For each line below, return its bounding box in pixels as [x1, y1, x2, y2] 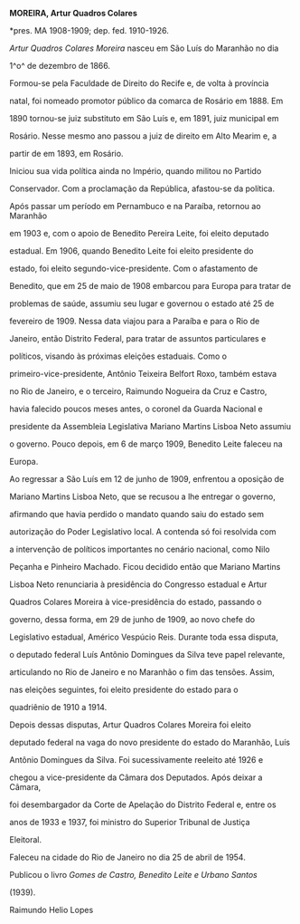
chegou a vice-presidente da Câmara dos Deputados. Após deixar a [9, 772, 263, 783]
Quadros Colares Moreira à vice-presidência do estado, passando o [9, 597, 262, 607]
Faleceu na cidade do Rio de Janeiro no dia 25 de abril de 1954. [9, 852, 246, 862]
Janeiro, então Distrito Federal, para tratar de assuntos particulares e [9, 333, 267, 343]
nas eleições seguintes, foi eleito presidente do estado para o [9, 684, 239, 695]
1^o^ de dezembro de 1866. [9, 61, 111, 71]
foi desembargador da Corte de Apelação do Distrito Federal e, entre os [9, 799, 277, 810]
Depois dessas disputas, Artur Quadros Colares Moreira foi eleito [9, 719, 251, 730]
